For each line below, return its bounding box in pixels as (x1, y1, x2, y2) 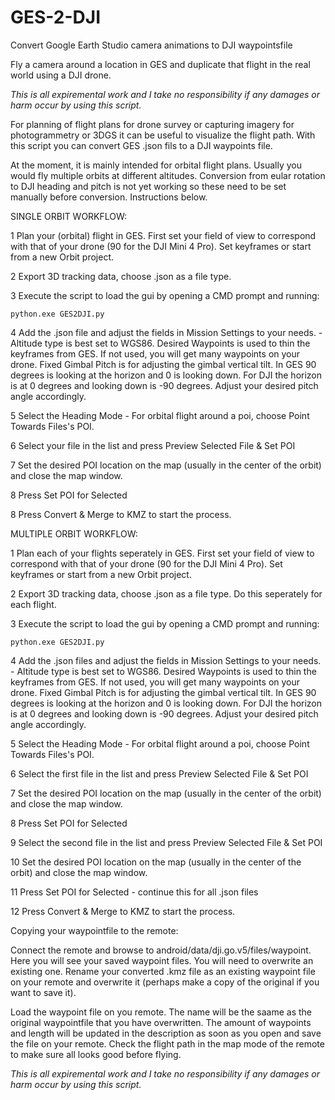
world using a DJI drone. (10, 69, 112, 81)
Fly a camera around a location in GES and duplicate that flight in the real (10, 58, 311, 70)
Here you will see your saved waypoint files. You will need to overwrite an (10, 954, 314, 966)
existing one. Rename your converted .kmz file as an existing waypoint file (10, 965, 316, 977)
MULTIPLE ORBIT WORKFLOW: (10, 527, 138, 540)
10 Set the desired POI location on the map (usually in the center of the (10, 856, 302, 868)
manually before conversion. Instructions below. (10, 191, 208, 203)
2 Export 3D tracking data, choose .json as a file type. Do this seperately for (10, 587, 323, 600)
